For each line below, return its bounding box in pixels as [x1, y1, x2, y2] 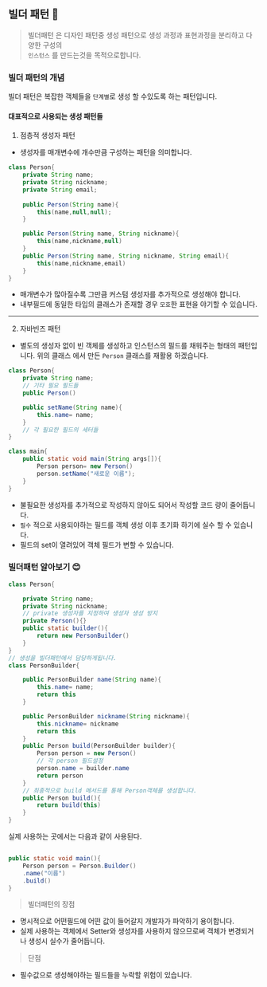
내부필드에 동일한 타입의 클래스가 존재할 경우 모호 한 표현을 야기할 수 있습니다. [19, 300, 258, 309]
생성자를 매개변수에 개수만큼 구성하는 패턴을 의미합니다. [19, 147, 192, 157]
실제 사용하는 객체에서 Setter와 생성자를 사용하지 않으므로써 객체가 [19, 926, 226, 936]
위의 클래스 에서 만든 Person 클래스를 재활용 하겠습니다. [37, 351, 209, 360]
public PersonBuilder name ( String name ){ [22, 676, 161, 684]
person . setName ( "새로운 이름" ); [37, 470, 136, 478]
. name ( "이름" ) [22, 869, 66, 877]
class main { [8, 447, 48, 456]
